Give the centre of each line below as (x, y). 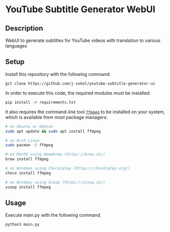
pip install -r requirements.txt (41, 102)
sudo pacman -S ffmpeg (29, 145)
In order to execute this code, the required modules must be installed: (78, 93)
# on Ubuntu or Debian (29, 126)
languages (16, 46)
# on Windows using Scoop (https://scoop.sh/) (55, 182)
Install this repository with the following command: (58, 74)
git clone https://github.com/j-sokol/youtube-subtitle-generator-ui (80, 83)
